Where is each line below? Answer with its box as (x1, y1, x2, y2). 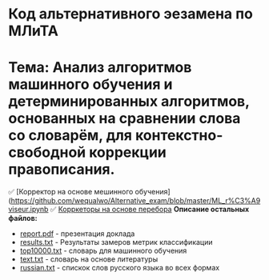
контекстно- (134, 126, 223, 145)
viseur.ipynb (8, 205, 49, 214)
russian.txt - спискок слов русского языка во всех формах (19, 263, 220, 273)
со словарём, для (8, 126, 133, 145)
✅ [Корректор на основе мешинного (8, 187, 134, 197)
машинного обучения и (8, 75, 173, 94)
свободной (8, 143, 86, 162)
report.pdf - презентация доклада (19, 229, 135, 238)
